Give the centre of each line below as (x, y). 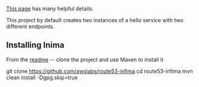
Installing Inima (35, 45)
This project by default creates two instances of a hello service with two (95, 20)
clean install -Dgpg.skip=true (42, 77)
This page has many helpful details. (50, 9)
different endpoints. (30, 27)
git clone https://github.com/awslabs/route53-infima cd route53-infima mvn (99, 71)
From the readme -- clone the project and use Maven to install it (85, 60)
